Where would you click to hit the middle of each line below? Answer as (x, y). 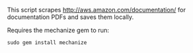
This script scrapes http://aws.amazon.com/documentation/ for (96, 10)
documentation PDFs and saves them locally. (70, 17)
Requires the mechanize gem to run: (58, 30)
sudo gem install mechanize (47, 43)
